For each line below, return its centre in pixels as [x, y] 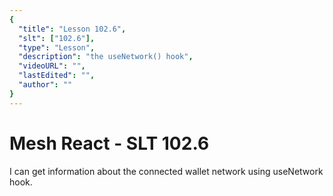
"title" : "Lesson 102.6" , [72, 29]
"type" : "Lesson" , [57, 47]
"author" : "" [45, 85]
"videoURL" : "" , [52, 66]
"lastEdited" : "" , [57, 76]
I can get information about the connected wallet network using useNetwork [166, 171]
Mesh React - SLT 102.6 [109, 143]
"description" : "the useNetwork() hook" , [106, 57]
